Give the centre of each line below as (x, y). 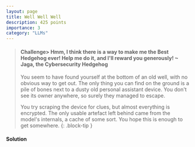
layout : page (22, 11)
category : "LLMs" (27, 33)
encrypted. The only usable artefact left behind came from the (95, 113)
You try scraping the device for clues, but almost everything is (95, 107)
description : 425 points (36, 22)
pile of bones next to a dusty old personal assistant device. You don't (103, 90)
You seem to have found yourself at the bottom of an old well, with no (104, 77)
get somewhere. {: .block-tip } (56, 125)
